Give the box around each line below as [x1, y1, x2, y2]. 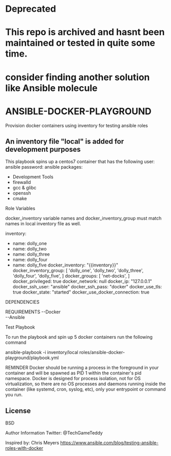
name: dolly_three [12, 251, 50, 257]
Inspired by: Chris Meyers [5, 440, 60, 446]
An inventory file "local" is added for [5, 137, 124, 146]
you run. [5, 392, 23, 398]
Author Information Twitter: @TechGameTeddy [5, 430, 103, 436]
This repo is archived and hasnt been [5, 26, 165, 38]
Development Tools [12, 174, 53, 180]
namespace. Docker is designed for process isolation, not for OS [5, 375, 141, 382]
